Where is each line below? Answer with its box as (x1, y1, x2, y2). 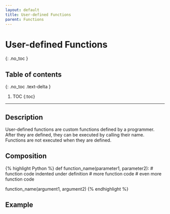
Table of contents (5, 70, 62, 79)
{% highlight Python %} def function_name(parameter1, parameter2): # (5, 165, 153, 171)
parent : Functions (5, 17, 44, 22)
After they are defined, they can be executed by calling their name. (5, 131, 145, 137)
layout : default (5, 7, 39, 13)
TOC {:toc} (12, 93, 35, 99)
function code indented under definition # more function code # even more (5, 170, 162, 176)
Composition (5, 152, 47, 160)
